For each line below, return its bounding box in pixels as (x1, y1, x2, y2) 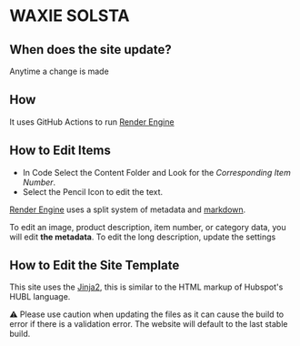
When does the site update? (9, 42, 172, 57)
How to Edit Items (9, 143, 111, 158)
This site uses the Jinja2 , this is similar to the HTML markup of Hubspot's (9, 281, 284, 292)
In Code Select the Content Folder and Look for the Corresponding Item (22, 167, 291, 178)
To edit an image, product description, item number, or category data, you (9, 221, 286, 232)
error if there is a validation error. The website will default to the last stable (9, 319, 288, 330)
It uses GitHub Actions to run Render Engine (9, 116, 175, 127)
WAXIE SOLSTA (9, 5, 130, 26)
